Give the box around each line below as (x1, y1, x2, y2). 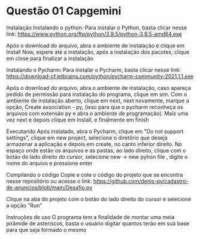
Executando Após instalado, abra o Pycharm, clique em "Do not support (6, 128, 184, 135)
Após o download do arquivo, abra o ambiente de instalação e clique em (6, 42, 184, 49)
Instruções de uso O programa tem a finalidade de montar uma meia (6, 213, 175, 220)
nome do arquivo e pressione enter (6, 159, 93, 167)
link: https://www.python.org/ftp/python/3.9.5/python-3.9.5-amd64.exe (6, 30, 182, 37)
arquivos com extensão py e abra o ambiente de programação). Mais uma (6, 110, 189, 117)
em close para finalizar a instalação (6, 55, 94, 62)
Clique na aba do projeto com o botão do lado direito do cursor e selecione (6, 195, 192, 202)
